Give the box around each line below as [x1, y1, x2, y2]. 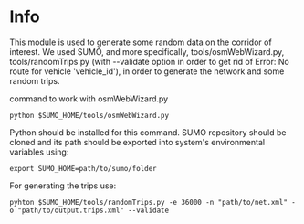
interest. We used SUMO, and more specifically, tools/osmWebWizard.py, [9, 46, 285, 57]
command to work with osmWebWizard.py [9, 93, 169, 104]
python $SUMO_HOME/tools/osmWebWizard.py [9, 111, 170, 120]
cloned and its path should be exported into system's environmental [9, 136, 266, 147]
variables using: [9, 146, 69, 157]
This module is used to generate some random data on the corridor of [9, 37, 272, 48]
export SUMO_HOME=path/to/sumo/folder [9, 164, 157, 173]
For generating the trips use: [9, 180, 117, 191]
